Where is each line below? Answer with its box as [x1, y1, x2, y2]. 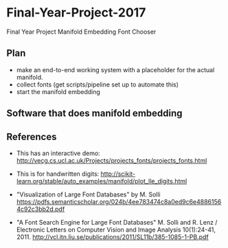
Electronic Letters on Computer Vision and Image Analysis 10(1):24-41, [16, 225, 216, 234]
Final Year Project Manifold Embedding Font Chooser [6, 27, 157, 36]
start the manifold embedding [16, 87, 101, 95]
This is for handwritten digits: [16, 170, 100, 178]
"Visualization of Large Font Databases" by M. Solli [16, 190, 161, 199]
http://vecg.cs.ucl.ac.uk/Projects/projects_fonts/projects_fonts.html [16, 156, 207, 164]
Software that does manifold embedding [6, 108, 183, 120]
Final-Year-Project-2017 [6, 5, 146, 21]
